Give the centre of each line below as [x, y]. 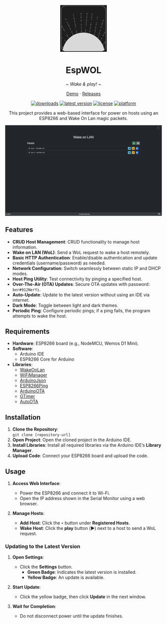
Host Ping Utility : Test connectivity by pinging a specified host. [77, 279]
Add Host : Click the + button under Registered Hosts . [75, 523]
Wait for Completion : [34, 607]
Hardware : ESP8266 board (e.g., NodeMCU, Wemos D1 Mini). [76, 344]
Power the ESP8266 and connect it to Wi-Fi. [65, 493]
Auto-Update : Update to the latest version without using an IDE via [81, 295]
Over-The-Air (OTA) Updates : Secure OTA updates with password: [81, 284]
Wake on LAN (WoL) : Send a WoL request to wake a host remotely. [81, 252]
